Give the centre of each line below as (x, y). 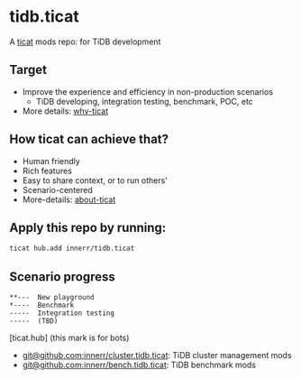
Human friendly (51, 161)
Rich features (47, 171)
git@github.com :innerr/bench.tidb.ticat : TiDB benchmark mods (139, 365)
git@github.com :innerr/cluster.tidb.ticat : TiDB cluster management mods (157, 356)
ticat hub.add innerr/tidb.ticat (72, 249)
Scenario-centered (57, 189)
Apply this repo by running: (88, 227)
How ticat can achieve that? (89, 139)
